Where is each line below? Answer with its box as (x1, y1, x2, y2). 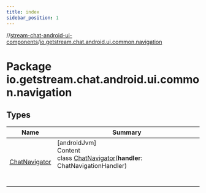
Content (57, 146, 81, 154)
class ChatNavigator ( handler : (57, 154, 143, 162)
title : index (6, 9, 40, 15)
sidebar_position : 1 (6, 15, 59, 21)
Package (6, 59, 52, 74)
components (6, 38, 39, 45)
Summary (112, 128, 142, 137)
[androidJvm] (57, 138, 97, 147)
